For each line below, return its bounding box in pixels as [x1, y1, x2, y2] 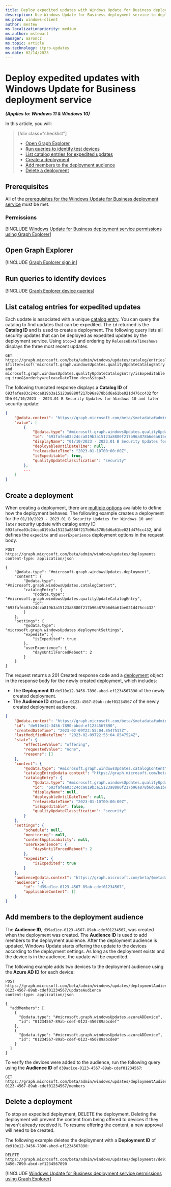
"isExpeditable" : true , [32, 453, 83, 458]
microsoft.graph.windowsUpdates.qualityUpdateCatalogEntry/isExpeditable [5, 371, 165, 376]
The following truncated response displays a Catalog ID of [5, 384, 128, 391]
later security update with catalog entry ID [5, 521, 96, 527]
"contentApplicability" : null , [23, 837, 90, 842]
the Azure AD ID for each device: [5, 968, 75, 975]
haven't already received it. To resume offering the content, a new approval [5, 1122, 163, 1128]
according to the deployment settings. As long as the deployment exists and [5, 948, 165, 954]
